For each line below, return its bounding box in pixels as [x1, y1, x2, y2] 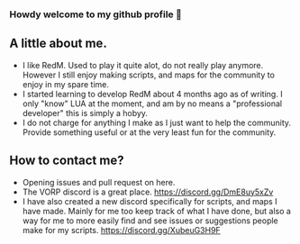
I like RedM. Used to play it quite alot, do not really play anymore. [22, 59, 264, 70]
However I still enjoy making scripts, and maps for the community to [22, 69, 275, 80]
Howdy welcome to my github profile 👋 [9, 8, 182, 21]
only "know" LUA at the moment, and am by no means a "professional [22, 98, 282, 109]
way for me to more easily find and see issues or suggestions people [22, 215, 279, 226]
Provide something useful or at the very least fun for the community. [22, 126, 277, 138]
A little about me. [9, 36, 108, 51]
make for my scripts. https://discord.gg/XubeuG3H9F [22, 224, 221, 235]
